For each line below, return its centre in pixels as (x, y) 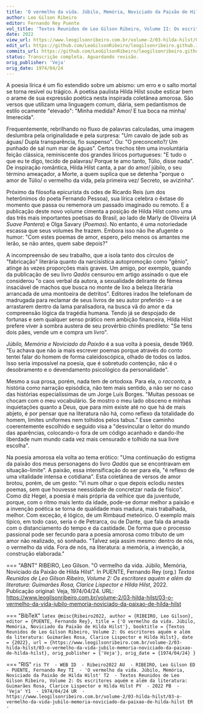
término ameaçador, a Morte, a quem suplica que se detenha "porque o (95, 174)
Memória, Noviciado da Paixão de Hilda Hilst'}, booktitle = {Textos (96, 627)
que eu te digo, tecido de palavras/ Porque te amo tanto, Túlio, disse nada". (100, 161)
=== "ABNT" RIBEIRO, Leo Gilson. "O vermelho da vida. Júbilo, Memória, (97, 565)
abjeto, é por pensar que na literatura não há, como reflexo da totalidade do (100, 414)
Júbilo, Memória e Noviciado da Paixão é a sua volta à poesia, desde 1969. (100, 344)
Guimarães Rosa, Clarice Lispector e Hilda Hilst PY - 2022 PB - (93, 686)
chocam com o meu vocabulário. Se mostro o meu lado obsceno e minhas (99, 401)
